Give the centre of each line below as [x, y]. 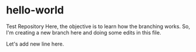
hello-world [35, 10]
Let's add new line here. [35, 44]
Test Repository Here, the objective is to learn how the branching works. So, [98, 26]
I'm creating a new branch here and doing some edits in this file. [84, 32]
